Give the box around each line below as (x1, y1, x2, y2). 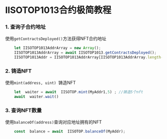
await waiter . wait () (14, 94, 59, 99)
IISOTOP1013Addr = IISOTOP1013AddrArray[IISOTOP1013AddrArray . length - (14, 55, 164, 60)
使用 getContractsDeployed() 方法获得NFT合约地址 (5, 36, 107, 42)
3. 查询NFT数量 (5, 107, 42, 114)
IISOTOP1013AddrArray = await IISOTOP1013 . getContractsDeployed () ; (14, 50, 157, 55)
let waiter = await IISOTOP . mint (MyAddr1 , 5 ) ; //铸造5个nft (14, 90, 143, 95)
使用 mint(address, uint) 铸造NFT (5, 80, 76, 86)
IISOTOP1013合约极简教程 (5, 4, 112, 16)
